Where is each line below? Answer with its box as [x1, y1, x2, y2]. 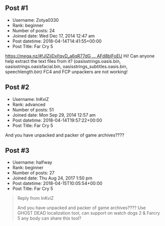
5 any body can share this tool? [17, 215, 82, 222]
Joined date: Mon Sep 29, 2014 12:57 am [12, 112, 96, 118]
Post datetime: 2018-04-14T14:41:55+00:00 [12, 38, 102, 44]
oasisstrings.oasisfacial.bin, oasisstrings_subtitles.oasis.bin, [5, 63, 128, 69]
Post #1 [5, 4, 28, 12]
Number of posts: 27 [12, 170, 55, 176]
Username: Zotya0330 [12, 17, 59, 23]
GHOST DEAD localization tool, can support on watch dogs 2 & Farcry [17, 210, 160, 216]
